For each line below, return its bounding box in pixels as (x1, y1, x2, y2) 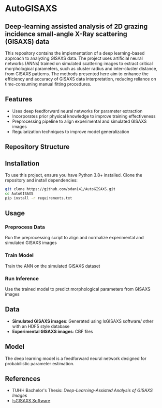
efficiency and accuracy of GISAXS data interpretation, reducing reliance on (5, 76, 156, 82)
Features (5, 95, 32, 103)
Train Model (5, 252, 34, 259)
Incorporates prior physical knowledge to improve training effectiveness (12, 113, 156, 119)
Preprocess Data (5, 224, 45, 230)
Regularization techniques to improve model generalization (12, 129, 130, 134)
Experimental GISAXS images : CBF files (12, 328, 93, 334)
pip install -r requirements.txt (5, 196, 73, 200)
